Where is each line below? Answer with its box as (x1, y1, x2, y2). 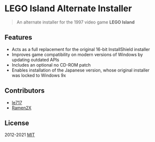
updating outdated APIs (11, 57, 60, 63)
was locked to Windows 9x (11, 72, 66, 78)
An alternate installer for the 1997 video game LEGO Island (16, 19, 135, 25)
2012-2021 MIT (4, 132, 35, 138)
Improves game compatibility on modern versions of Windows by (11, 51, 143, 57)
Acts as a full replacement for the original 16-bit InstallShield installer (11, 46, 150, 52)
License (4, 118, 29, 127)
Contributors (4, 87, 45, 95)
